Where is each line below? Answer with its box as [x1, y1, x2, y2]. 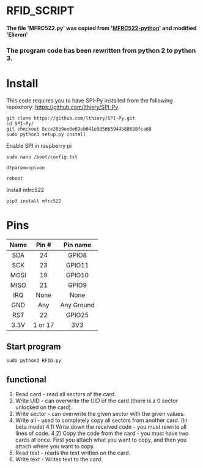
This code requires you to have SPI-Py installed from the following [6, 96, 173, 104]
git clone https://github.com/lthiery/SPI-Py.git [6, 115, 136, 121]
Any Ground [60, 301, 95, 309]
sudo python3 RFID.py [6, 358, 62, 364]
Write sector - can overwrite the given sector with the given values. [15, 410, 185, 418]
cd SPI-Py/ [6, 120, 34, 126]
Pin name [63, 240, 92, 249]
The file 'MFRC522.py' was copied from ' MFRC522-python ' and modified [6, 24, 197, 31]
